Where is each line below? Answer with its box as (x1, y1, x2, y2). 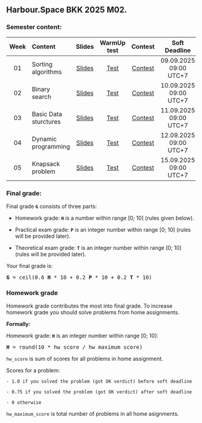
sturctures (32, 117, 61, 126)
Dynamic (32, 135, 57, 143)
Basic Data (32, 110, 63, 118)
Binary (32, 84, 50, 93)
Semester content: (6, 23, 62, 31)
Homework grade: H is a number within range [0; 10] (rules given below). (14, 214, 194, 221)
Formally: (6, 320, 31, 328)
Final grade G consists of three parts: (6, 202, 97, 210)
